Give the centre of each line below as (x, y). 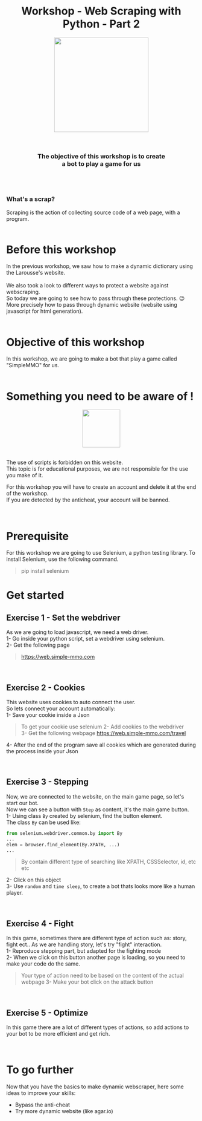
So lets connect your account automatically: (61, 708)
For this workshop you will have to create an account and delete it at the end (101, 487)
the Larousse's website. (36, 273)
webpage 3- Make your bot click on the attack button (87, 982)
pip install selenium (45, 571)
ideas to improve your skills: (41, 1093)
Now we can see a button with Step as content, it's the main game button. (98, 809)
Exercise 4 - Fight (40, 923)
